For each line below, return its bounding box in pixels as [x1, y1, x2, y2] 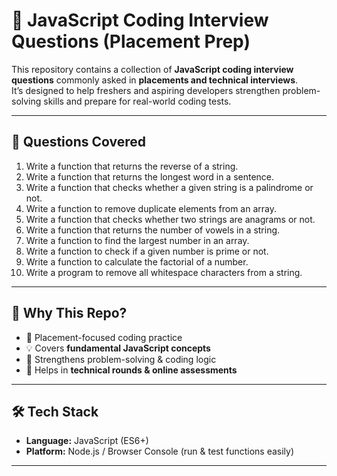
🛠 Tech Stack [11, 403, 99, 420]
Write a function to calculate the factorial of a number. [25, 255, 249, 268]
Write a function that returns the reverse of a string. [25, 160, 239, 172]
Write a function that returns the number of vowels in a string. [25, 224, 281, 236]
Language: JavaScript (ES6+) [25, 435, 149, 447]
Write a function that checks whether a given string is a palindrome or [25, 181, 314, 193]
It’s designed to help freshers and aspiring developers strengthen [11, 84, 281, 96]
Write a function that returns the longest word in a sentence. [25, 170, 275, 183]
